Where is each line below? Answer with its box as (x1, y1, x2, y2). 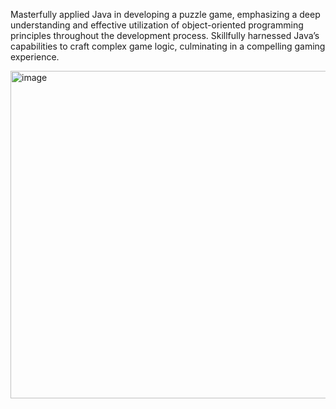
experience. (10, 51, 60, 63)
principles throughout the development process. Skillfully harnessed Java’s (10, 30, 320, 41)
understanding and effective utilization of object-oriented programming (10, 19, 304, 31)
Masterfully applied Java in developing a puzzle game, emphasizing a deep (10, 9, 321, 20)
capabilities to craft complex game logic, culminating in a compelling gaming (10, 40, 326, 52)
